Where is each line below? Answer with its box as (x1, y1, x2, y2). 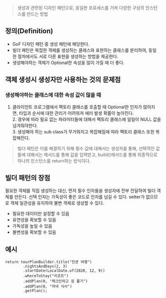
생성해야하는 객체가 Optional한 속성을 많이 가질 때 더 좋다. (12, 60, 125, 65)
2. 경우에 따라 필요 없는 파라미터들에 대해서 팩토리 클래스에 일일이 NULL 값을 (12, 116, 161, 122)
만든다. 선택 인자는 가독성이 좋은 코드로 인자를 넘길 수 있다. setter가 (14, 194, 145, 200)
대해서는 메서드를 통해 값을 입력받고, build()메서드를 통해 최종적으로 (26, 151, 158, 158)
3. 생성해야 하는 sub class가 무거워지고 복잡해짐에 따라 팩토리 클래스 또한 (12, 128, 155, 134)
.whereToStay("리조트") (23, 274, 69, 279)
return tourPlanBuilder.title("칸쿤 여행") (5, 260, 92, 265)
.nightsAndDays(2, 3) (23, 264, 68, 269)
